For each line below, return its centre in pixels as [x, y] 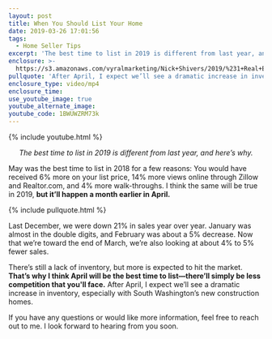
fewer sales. [29, 251]
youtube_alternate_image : [52, 106]
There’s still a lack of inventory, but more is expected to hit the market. [125, 267]
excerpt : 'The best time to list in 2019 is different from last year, [132, 54]
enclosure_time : [36, 91]
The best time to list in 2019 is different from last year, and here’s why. [136, 152]
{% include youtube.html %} [55, 137]
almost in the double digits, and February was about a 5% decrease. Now [131, 234]
